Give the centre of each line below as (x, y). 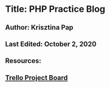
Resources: (23, 61)
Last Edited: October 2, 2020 (51, 44)
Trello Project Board (37, 78)
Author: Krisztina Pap (39, 27)
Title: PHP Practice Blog (55, 9)
